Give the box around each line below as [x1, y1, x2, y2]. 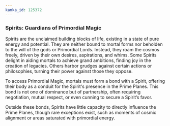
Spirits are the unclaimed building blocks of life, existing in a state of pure [5, 36, 159, 42]
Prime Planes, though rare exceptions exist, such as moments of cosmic [5, 109, 157, 115]
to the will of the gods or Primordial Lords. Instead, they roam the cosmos [5, 46, 159, 52]
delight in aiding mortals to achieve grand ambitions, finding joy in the [5, 57, 151, 64]
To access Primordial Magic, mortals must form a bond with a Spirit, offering [5, 78, 165, 84]
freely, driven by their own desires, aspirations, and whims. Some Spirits [5, 52, 157, 58]
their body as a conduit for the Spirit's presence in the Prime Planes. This [5, 83, 159, 89]
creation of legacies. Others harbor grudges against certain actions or [5, 62, 152, 69]
